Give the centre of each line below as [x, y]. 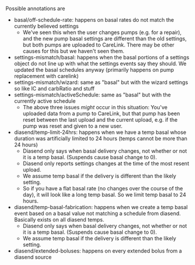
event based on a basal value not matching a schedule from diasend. [97, 213]
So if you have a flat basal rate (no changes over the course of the [103, 188]
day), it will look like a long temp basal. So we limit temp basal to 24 [104, 194]
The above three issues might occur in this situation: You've [95, 107]
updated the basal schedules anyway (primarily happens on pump [94, 70]
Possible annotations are [35, 9]
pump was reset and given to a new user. [73, 126]
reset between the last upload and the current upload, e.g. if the [100, 120]
